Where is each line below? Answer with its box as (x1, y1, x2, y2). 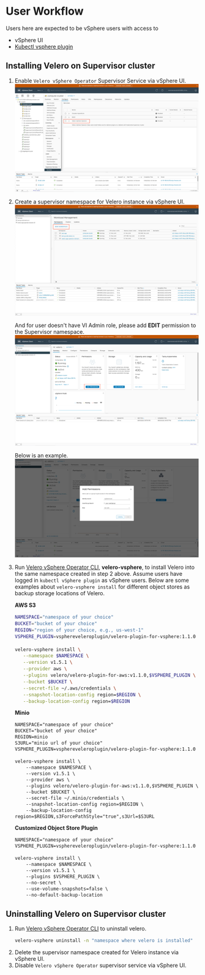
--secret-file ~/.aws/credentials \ (23, 685, 117, 691)
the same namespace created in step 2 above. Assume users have (14, 570, 183, 578)
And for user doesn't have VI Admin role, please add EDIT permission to (14, 322, 196, 329)
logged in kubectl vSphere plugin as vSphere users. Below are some (14, 577, 189, 584)
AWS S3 (14, 601, 36, 609)
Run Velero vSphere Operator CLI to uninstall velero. (14, 925, 147, 932)
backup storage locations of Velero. (14, 590, 105, 597)
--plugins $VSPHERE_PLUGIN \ (26, 874, 100, 880)
